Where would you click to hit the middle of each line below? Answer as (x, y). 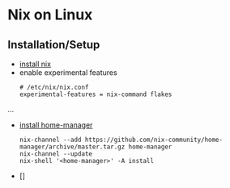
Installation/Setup (54, 45)
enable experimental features (68, 73)
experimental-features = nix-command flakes (96, 94)
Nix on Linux (50, 15)
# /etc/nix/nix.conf (54, 87)
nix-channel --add (50, 140)
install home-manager (56, 125)
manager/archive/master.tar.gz (72, 147)
